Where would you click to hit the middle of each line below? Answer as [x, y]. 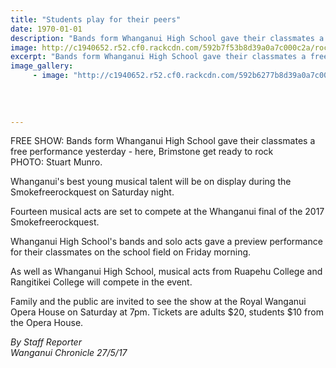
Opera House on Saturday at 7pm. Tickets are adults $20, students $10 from [167, 312]
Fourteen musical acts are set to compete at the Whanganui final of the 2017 [167, 212]
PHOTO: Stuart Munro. [56, 162]
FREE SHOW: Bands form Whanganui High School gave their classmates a [163, 141]
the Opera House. [47, 323]
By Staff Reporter [46, 342]
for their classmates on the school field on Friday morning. [131, 252]
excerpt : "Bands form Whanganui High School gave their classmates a [158, 57]
